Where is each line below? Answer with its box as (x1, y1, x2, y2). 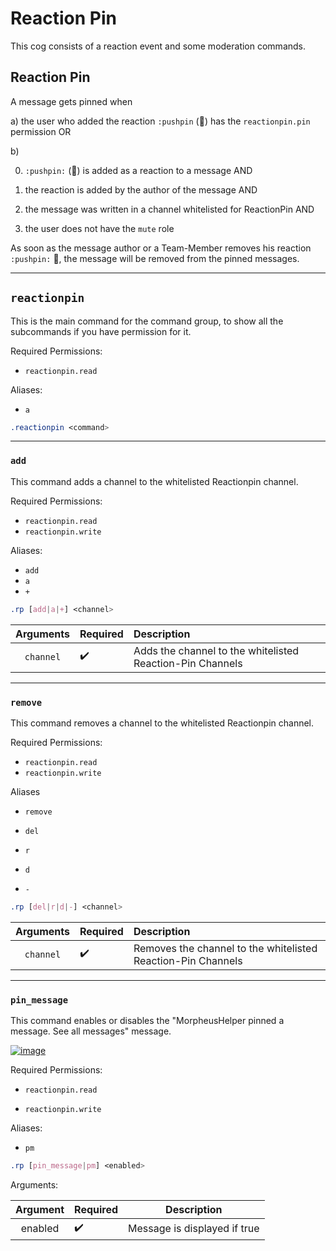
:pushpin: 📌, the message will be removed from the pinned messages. (10, 252, 300, 264)
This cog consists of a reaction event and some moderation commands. (10, 40, 307, 52)
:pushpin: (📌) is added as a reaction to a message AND (24, 164, 253, 176)
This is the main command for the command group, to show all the (10, 315, 284, 327)
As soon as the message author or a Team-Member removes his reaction (10, 242, 312, 254)
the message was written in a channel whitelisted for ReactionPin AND (24, 203, 315, 215)
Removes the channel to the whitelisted (133, 941, 318, 955)
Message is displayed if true (128, 1222, 260, 1236)
